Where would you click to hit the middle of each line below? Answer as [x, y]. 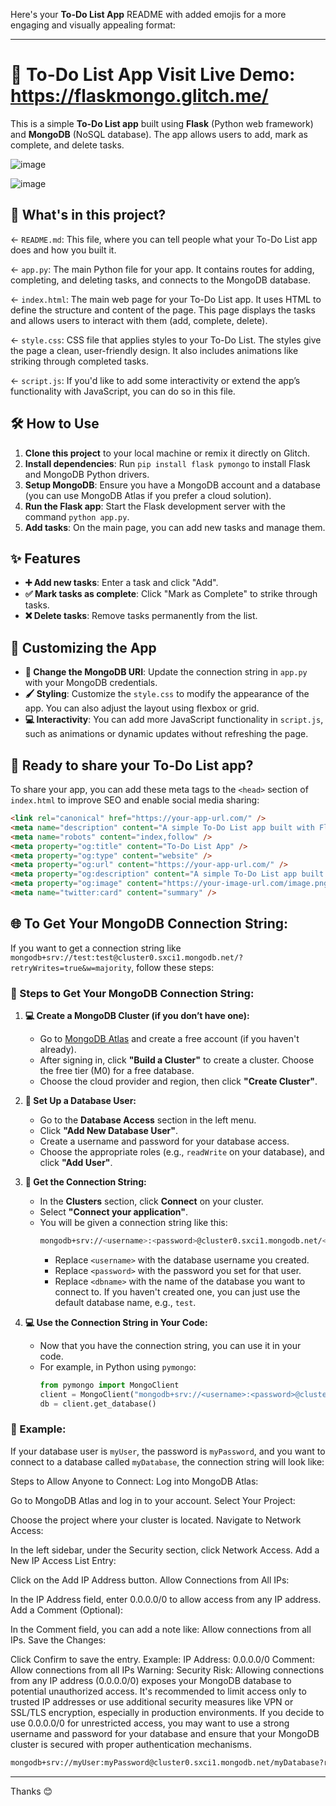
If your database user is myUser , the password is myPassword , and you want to [168, 1451]
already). [58, 1049]
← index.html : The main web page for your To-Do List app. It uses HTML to [166, 299]
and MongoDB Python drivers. [87, 474]
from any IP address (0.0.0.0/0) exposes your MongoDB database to [151, 1680]
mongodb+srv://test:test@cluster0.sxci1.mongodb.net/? [127, 957]
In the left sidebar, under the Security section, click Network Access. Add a [165, 1550]
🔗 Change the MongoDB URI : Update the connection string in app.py [166, 672]
